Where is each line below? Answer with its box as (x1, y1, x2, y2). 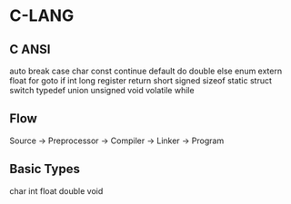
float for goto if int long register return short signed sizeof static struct (9, 75, 273, 86)
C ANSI (9, 42, 51, 57)
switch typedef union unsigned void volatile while (9, 85, 195, 95)
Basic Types (9, 161, 80, 177)
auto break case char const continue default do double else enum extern (9, 65, 283, 76)
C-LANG (9, 5, 75, 26)
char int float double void (9, 185, 104, 196)
